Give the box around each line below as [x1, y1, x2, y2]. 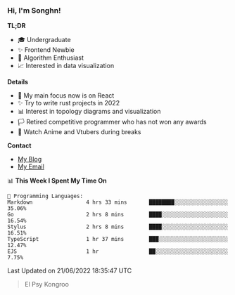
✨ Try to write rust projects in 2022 [17, 99, 120, 107]
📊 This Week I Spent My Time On [7, 176, 107, 185]
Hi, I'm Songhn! [7, 6, 61, 15]
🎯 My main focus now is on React [17, 91, 115, 100]
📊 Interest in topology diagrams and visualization [17, 107, 161, 116]
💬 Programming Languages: [7, 192, 83, 200]
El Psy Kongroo [24, 280, 69, 289]
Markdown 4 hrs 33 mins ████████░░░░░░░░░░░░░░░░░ [7, 199, 229, 206]
